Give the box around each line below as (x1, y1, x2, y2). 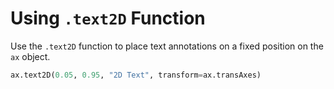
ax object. (10, 50, 51, 62)
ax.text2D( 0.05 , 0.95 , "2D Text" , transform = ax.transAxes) (10, 70, 262, 80)
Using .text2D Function (10, 7, 206, 30)
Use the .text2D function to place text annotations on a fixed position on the (10, 40, 324, 52)
